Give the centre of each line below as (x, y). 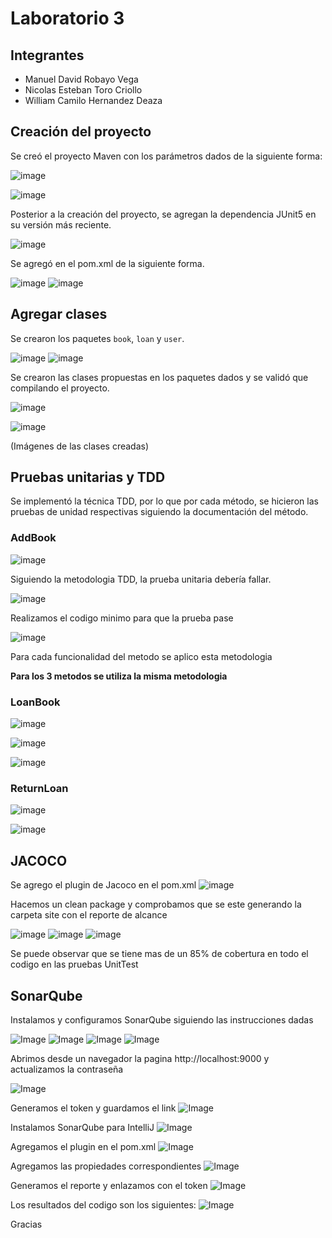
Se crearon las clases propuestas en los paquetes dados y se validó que (159, 377)
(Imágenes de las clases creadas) (80, 446)
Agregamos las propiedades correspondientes (106, 1166)
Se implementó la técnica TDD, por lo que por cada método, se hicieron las (164, 501)
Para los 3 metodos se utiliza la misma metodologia (119, 676)
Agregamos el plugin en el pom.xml (83, 1146)
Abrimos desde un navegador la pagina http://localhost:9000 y (140, 1058)
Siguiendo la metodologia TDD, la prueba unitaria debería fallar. (141, 579)
